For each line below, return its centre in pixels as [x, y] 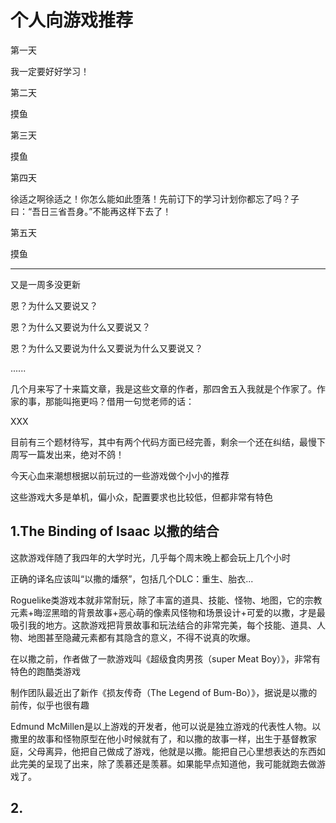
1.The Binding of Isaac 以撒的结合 [115, 531]
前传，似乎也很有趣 [50, 705]
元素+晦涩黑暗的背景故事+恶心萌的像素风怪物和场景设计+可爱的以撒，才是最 [168, 612]
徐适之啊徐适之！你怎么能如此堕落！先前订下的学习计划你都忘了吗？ [150, 198]
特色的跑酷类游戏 [45, 671]
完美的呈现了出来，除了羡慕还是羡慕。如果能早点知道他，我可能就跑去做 [167, 763]
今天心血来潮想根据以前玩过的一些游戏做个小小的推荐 [120, 475]
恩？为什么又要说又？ [54, 305]
